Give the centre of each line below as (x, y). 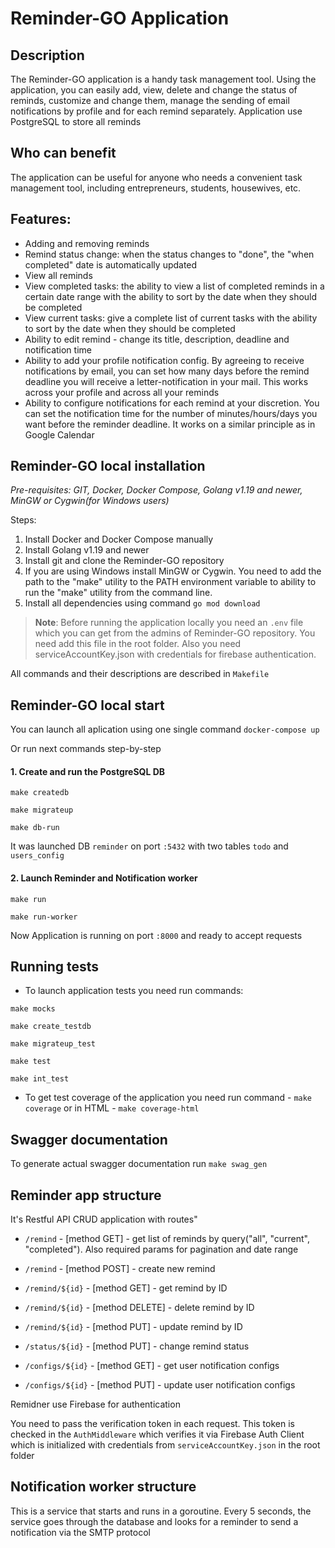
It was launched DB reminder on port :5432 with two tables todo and (149, 846)
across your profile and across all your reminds (122, 392)
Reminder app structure (86, 1195)
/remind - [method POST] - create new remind (120, 1269)
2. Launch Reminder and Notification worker (104, 878)
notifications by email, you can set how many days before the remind (167, 371)
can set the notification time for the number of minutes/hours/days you (171, 413)
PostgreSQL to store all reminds (76, 121)
